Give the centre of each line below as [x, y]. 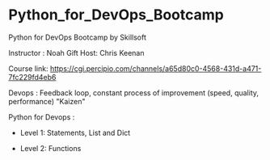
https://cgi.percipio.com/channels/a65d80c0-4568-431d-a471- [156, 68]
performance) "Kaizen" [47, 101]
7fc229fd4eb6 [32, 77]
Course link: [28, 68]
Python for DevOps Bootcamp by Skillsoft [78, 37]
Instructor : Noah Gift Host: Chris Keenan [76, 53]
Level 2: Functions [51, 148]
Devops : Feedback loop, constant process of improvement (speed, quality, [134, 93]
